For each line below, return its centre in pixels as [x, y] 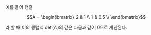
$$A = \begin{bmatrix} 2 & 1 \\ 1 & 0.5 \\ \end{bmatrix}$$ [86, 17]
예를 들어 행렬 [19, 7]
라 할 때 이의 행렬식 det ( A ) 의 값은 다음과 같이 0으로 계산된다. [66, 27]
